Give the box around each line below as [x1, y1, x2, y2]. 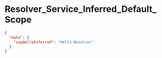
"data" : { [9, 35, 29, 40]
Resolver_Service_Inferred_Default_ [4, 3, 157, 15]
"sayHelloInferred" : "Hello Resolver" [13, 40, 94, 45]
